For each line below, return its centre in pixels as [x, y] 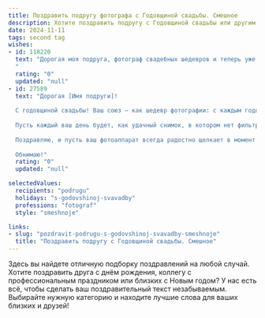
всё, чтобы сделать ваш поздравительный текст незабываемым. [118, 289]
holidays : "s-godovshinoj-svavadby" [75, 198]
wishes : [21, 45]
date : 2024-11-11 [37, 30]
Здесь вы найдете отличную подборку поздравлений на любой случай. [129, 264]
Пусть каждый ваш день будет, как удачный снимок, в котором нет [125, 125]
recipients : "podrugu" [52, 190]
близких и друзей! [39, 305]
